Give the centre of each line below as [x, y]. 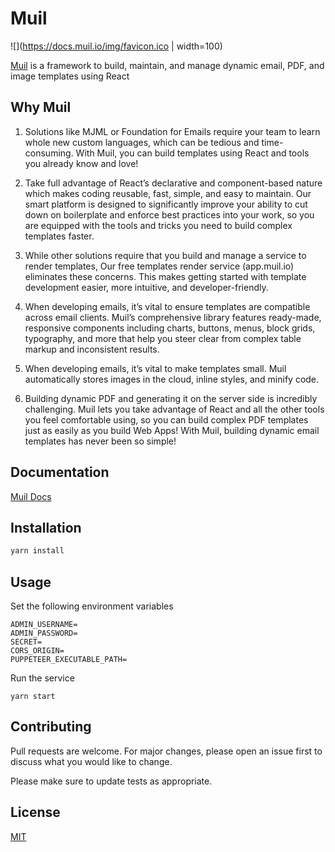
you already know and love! [81, 163]
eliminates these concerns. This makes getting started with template [165, 276]
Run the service [42, 678]
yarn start [33, 697]
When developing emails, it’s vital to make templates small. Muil [155, 368]
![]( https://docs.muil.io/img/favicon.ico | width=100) [116, 46]
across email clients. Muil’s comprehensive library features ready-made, [173, 317]
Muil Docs [31, 496]
